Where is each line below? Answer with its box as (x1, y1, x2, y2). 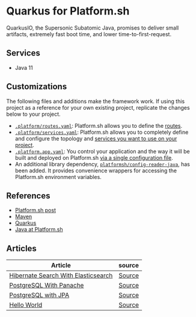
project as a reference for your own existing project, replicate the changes (6, 104, 191, 111)
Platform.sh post (14, 207, 56, 214)
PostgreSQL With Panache (9, 281, 84, 290)
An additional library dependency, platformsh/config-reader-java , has (14, 160, 191, 168)
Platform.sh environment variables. (14, 173, 102, 180)
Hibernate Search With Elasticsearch (9, 271, 113, 280)
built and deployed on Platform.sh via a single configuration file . (14, 154, 173, 161)
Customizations (6, 81, 67, 92)
